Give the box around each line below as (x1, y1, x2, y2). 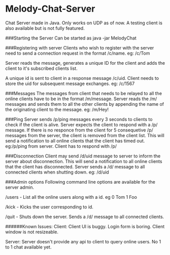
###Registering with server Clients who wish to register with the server (5, 45, 154, 51)
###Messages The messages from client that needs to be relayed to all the (5, 90, 162, 96)
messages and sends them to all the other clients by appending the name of (5, 101, 164, 107)
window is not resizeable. (5, 229, 58, 235)
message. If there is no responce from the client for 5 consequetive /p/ (5, 127, 153, 133)
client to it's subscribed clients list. (5, 65, 78, 71)
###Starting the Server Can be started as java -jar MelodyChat (5, 35, 137, 41)
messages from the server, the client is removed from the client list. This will (5, 132, 165, 138)
